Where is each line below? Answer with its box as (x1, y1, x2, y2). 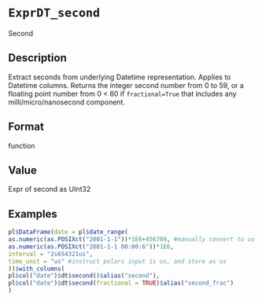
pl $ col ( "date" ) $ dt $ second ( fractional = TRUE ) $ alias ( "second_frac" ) (8, 279, 234, 288)
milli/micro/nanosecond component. (8, 97, 126, 107)
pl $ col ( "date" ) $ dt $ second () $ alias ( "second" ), (8, 272, 160, 280)
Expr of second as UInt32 (8, 185, 91, 194)
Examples (8, 207, 57, 221)
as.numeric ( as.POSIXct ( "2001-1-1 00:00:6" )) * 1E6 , (8, 242, 175, 251)
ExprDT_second (8, 6, 101, 20)
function (8, 141, 35, 150)
